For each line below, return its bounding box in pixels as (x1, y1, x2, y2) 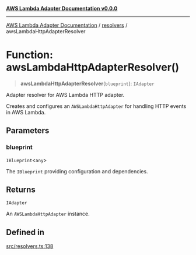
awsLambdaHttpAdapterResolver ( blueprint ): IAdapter (20, 80, 155, 87)
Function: (6, 48, 54, 62)
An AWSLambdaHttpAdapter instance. (6, 210, 90, 218)
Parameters (6, 125, 50, 136)
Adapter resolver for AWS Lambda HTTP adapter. (6, 91, 125, 98)
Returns (6, 185, 36, 195)
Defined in (6, 227, 45, 237)
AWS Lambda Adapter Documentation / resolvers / (6, 22, 128, 29)
